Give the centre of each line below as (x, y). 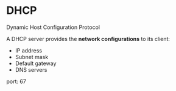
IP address (29, 50)
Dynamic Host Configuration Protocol (53, 27)
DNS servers (31, 69)
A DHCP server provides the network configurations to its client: (88, 39)
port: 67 (16, 81)
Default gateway (36, 63)
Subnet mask (32, 57)
